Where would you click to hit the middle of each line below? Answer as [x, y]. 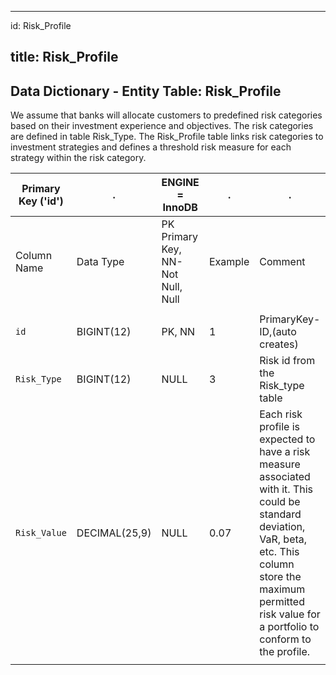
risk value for [290, 614]
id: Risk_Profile [41, 25]
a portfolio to [289, 627]
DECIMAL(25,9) [114, 533]
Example [229, 262]
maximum [282, 589]
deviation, [282, 527]
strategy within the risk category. [78, 158]
